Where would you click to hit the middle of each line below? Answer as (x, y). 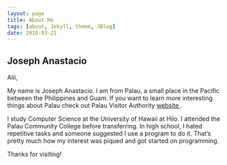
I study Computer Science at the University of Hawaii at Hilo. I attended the (114, 119)
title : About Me (30, 20)
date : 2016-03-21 (32, 33)
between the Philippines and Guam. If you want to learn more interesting (110, 98)
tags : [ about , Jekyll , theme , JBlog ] (61, 26)
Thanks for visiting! (34, 154)
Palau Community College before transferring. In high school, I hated (105, 126)
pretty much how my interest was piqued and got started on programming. (113, 141)
